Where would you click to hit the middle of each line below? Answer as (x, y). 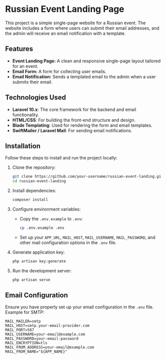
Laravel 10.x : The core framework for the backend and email (74, 109)
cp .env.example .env (42, 228)
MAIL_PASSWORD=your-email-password (42, 339)
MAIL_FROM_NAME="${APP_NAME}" (36, 352)
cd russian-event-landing (39, 181)
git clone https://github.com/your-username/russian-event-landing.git (88, 177)
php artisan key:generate (39, 261)
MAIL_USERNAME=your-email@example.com (45, 334)
